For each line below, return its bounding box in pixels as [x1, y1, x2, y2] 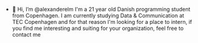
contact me [12, 31, 41, 38]
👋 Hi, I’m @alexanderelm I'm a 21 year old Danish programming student [12, 6, 191, 13]
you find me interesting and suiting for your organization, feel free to [12, 24, 184, 32]
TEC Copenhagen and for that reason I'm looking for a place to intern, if [12, 19, 193, 25]
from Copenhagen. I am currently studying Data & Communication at [12, 12, 185, 19]
